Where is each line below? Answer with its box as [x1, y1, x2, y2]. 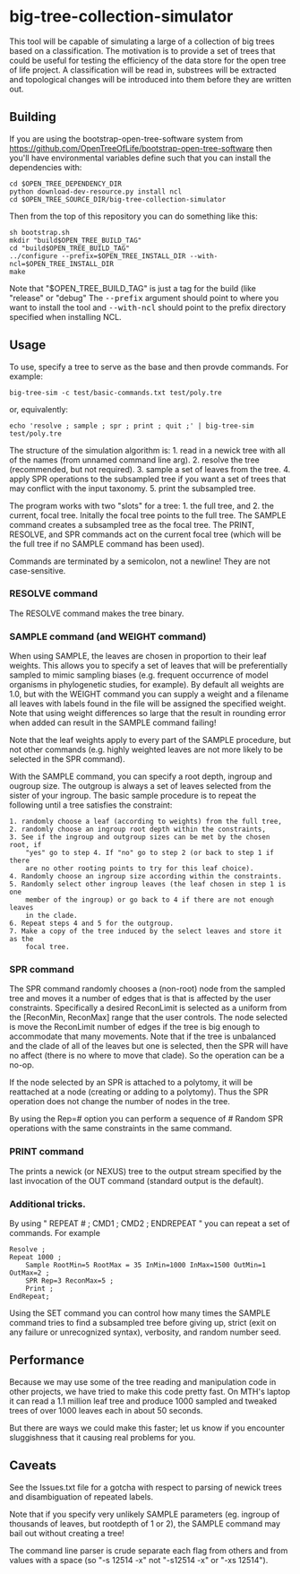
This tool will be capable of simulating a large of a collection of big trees [9, 36, 275, 47]
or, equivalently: [9, 403, 69, 414]
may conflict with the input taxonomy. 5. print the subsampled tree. [9, 482, 257, 494]
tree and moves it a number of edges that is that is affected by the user [9, 993, 271, 1004]
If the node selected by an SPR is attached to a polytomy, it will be [9, 1077, 253, 1088]
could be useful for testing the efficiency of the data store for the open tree [9, 55, 287, 65]
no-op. [9, 1059, 35, 1070]
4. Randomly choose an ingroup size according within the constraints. [9, 872, 282, 881]
